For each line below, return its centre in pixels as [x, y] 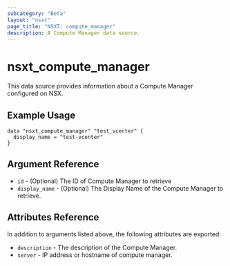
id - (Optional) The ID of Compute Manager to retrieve [94, 181]
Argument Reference [53, 164]
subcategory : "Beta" [37, 13]
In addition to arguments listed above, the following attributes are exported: [114, 234]
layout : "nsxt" [29, 20]
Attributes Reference [53, 217]
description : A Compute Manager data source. [74, 33]
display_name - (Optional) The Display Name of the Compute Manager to [120, 188]
